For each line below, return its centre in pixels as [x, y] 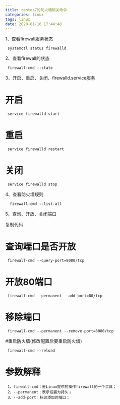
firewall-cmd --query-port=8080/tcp [46, 260]
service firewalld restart [36, 149]
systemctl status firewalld [37, 48]
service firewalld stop [32, 184]
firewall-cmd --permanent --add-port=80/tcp [55, 296]
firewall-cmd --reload [31, 351]
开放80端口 [29, 282]
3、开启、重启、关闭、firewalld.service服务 [50, 78]
